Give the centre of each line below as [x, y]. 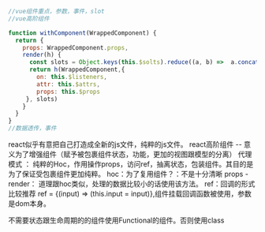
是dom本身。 [30, 204]
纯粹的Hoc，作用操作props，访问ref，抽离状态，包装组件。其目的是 [143, 164]
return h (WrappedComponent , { [77, 70]
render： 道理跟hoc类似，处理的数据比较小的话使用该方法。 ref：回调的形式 [132, 184]
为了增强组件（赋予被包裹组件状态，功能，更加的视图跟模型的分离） [125, 154]
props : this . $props [69, 92]
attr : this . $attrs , [69, 84]
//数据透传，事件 [32, 129]
